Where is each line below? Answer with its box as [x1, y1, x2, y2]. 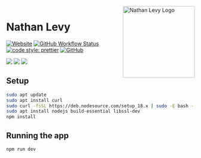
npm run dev [6, 146, 36, 152]
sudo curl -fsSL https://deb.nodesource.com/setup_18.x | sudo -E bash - [6, 103, 194, 109]
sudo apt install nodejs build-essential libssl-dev [6, 109, 141, 114]
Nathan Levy [6, 20, 71, 34]
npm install [6, 114, 36, 120]
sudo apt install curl [6, 97, 63, 103]
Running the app [6, 131, 69, 141]
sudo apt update [6, 92, 47, 98]
